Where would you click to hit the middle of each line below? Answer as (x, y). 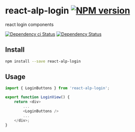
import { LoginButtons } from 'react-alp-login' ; (58, 88)
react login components (29, 24)
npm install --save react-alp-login (43, 61)
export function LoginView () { (37, 97)
